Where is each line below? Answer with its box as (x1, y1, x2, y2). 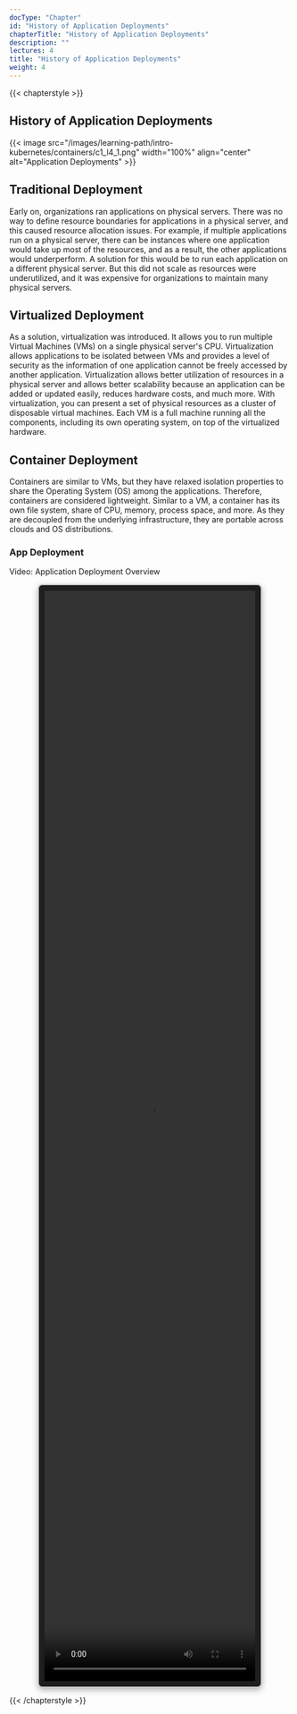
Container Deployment (9, 453, 138, 468)
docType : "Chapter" (9, 13, 82, 22)
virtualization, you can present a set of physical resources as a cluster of (9, 398, 276, 409)
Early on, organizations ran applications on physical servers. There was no (9, 206, 284, 216)
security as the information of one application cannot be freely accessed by (9, 360, 288, 371)
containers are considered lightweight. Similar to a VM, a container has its (9, 496, 281, 506)
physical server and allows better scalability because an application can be (9, 379, 285, 390)
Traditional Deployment (9, 182, 143, 198)
